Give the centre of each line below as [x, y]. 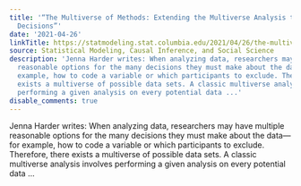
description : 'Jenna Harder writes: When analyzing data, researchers [144, 59]
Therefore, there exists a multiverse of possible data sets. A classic [133, 155]
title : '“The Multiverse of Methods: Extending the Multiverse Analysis [148, 17]
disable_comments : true [54, 101]
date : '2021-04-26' [46, 34]
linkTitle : [30, 42]
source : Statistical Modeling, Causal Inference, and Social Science [142, 51]
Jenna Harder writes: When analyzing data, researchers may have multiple [147, 126]
